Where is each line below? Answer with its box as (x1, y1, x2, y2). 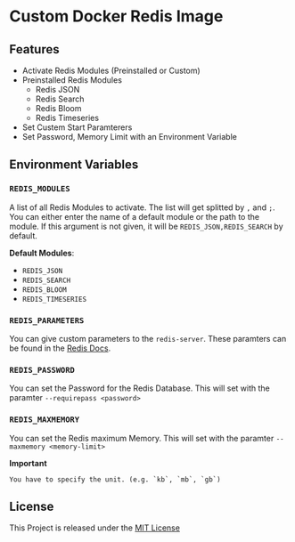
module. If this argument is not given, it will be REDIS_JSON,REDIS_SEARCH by (9, 221, 283, 231)
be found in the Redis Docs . (9, 343, 111, 353)
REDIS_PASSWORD (9, 365, 76, 375)
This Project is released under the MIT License (9, 522, 181, 533)
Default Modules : (9, 247, 75, 258)
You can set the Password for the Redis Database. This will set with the (9, 383, 270, 393)
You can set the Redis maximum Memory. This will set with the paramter (9, 433, 275, 443)
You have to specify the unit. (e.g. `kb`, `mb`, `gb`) (9, 474, 221, 484)
